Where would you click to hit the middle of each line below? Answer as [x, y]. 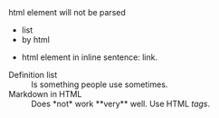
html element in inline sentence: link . [90, 57]
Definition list [33, 75]
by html [36, 39]
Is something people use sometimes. [100, 84]
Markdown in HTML [45, 94]
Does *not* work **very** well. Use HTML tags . [121, 103]
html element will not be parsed [67, 12]
